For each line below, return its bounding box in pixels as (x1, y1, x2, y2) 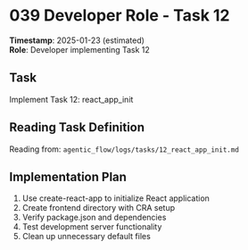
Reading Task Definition (9, 120, 145, 135)
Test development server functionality (21, 221, 162, 232)
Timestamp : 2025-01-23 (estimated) (9, 35, 145, 46)
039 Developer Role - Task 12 (9, 5, 230, 26)
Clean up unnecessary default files (21, 231, 152, 242)
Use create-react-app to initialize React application (21, 193, 210, 204)
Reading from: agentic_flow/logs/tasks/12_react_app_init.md (9, 144, 239, 154)
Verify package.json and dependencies (21, 212, 167, 223)
